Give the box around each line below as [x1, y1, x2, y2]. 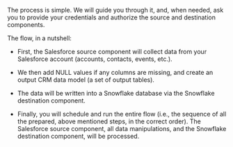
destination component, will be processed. [17, 132, 140, 140]
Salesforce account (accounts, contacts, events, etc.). [17, 55, 172, 63]
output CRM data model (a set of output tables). [17, 76, 155, 84]
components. [7, 21, 45, 28]
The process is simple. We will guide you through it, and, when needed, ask [7, 6, 224, 14]
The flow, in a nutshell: [7, 34, 72, 42]
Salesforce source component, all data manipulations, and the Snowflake [17, 125, 227, 132]
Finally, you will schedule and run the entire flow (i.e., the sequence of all [17, 110, 227, 118]
